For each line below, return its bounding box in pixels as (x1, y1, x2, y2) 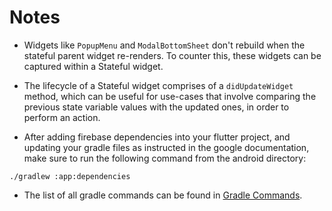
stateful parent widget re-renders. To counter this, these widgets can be (23, 49, 322, 61)
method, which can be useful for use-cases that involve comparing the (23, 90, 317, 102)
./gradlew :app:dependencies (9, 171, 131, 181)
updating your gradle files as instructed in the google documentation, (23, 141, 310, 153)
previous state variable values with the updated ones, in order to (23, 101, 290, 113)
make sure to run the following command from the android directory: (23, 152, 307, 164)
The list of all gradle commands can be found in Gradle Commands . (23, 189, 303, 201)
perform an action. (23, 111, 101, 123)
